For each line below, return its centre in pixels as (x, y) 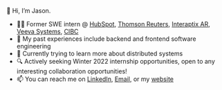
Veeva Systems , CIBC (47, 31)
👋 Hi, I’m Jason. (29, 11)
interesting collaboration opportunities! (72, 71)
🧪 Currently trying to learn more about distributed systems (100, 53)
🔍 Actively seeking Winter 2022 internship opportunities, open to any (116, 61)
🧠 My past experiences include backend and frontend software (106, 39)
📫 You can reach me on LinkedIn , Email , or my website (95, 79)
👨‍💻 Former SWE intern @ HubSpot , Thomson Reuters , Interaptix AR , (113, 24)
